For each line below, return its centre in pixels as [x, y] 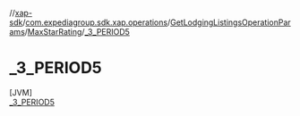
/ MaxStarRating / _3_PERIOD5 [77, 32]
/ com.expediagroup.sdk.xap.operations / [96, 22]
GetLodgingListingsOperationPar [230, 22]
